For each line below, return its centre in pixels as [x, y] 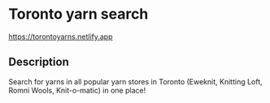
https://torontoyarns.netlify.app [61, 36]
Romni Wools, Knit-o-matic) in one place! [77, 90]
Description [39, 62]
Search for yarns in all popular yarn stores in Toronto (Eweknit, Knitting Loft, [135, 81]
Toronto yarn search [78, 14]
